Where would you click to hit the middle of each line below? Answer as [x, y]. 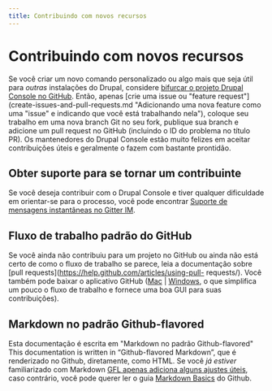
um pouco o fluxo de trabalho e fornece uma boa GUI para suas [115, 290]
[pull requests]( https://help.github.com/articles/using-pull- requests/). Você [135, 272]
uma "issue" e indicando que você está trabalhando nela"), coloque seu [129, 113]
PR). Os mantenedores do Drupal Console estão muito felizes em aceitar [129, 139]
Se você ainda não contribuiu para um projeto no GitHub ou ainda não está [133, 255]
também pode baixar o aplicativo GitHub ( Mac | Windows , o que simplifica [133, 281]
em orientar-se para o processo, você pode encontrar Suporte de [118, 202]
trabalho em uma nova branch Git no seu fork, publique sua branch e [124, 122]
